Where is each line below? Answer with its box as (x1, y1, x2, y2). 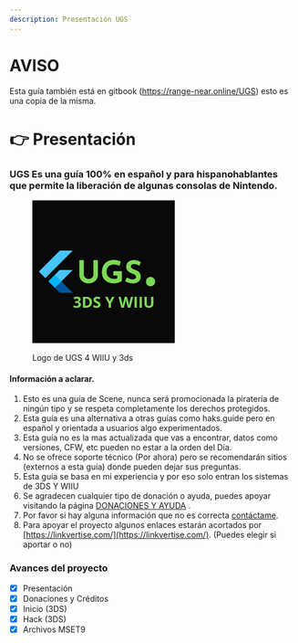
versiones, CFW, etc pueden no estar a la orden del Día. (22, 442, 232, 453)
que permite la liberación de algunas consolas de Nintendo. (9, 179, 278, 192)
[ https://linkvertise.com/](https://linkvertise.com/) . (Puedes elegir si (22, 530, 276, 541)
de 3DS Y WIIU (22, 480, 79, 492)
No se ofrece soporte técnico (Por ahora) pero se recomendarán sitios (22, 452, 287, 463)
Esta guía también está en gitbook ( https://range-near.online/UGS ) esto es (9, 85, 289, 96)
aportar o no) (22, 539, 73, 550)
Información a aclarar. (9, 373, 95, 384)
